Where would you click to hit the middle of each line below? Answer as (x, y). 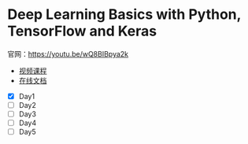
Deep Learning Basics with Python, (124, 15)
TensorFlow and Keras (82, 31)
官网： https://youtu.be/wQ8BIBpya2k (68, 54)
